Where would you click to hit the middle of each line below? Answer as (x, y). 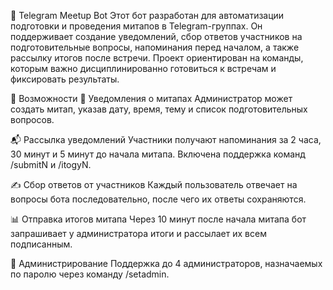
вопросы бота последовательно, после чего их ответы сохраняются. (158, 199)
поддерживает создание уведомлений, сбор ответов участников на (156, 36)
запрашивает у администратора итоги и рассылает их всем (138, 233)
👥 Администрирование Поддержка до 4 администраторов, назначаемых (166, 263)
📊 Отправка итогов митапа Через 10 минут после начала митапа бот (158, 219)
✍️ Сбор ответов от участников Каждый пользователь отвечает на (154, 184)
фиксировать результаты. (65, 79)
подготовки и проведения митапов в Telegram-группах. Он (136, 26)
